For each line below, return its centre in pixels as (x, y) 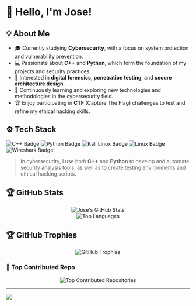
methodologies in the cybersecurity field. (64, 96)
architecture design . (40, 84)
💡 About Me (28, 34)
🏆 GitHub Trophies (42, 235)
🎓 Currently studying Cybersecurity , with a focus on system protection (101, 48)
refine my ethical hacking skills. (52, 111)
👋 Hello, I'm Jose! (49, 12)
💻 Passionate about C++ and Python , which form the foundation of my (100, 63)
